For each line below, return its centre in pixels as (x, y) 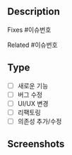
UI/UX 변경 (33, 103)
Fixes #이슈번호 (29, 30)
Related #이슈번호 (32, 45)
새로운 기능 (33, 85)
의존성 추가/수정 (40, 121)
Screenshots (36, 144)
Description (34, 12)
